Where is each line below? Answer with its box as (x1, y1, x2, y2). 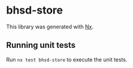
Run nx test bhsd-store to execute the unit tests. (6, 56, 128, 63)
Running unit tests (6, 40, 76, 50)
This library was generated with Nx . (6, 23, 94, 30)
